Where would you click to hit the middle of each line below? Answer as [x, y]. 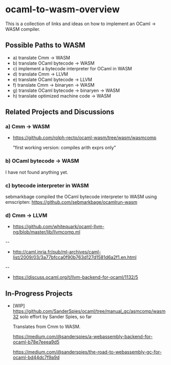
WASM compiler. [23, 29]
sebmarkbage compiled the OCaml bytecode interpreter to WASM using [81, 197]
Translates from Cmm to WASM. [47, 326]
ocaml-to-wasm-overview [62, 9]
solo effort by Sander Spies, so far [56, 317]
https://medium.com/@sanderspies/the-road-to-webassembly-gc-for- [87, 352]
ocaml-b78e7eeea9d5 [36, 342]
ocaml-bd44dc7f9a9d [36, 357]
